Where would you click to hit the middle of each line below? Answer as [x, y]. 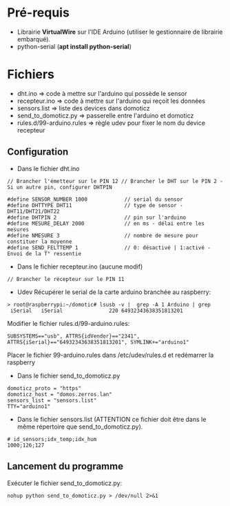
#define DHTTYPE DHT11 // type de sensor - [95, 205]
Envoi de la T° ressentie [44, 253]
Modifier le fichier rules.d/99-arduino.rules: [69, 323]
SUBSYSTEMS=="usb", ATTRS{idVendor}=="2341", [73, 336]
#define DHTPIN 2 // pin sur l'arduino [97, 217]
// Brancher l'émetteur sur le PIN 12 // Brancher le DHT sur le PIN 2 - [115, 181]
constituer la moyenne [40, 242]
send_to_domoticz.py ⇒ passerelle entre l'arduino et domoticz [105, 115]
